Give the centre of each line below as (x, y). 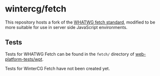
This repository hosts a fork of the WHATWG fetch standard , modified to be (80, 22)
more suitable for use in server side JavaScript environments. (66, 27)
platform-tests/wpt (24, 59)
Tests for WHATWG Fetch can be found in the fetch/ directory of (70, 54)
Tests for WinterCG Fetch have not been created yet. (58, 68)
